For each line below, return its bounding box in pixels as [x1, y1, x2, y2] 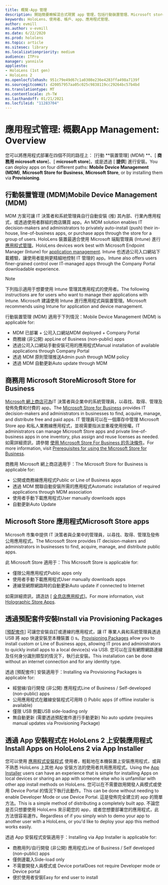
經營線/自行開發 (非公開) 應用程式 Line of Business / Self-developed [12, 685, 151, 691]
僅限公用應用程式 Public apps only [12, 570, 82, 576]
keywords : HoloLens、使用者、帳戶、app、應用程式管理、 [5, 17, 112, 22]
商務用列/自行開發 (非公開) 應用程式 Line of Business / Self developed [12, 845, 155, 851]
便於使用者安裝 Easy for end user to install [12, 874, 98, 880]
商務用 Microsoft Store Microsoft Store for [5, 376, 136, 385]
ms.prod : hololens [5, 36, 43, 41]
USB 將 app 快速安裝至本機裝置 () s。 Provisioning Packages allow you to [5, 635, 155, 641]
